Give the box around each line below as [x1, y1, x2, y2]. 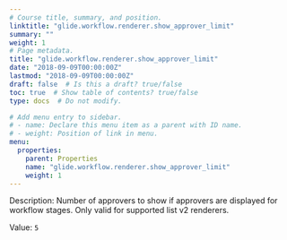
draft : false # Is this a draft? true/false [9, 80, 182, 89]
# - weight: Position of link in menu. [9, 129, 159, 139]
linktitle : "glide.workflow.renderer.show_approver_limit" [9, 21, 235, 30]
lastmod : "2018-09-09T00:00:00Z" [9, 72, 135, 81]
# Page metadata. [9, 47, 74, 56]
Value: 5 [9, 222, 39, 233]
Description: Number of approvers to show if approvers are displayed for [9, 195, 278, 206]
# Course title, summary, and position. [9, 13, 163, 22]
